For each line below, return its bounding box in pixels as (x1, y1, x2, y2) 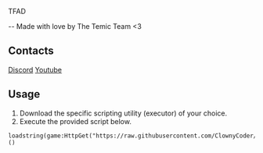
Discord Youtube (8, 65, 63, 74)
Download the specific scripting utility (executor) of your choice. (19, 109, 228, 118)
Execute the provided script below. (19, 116, 131, 126)
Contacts (8, 44, 55, 58)
